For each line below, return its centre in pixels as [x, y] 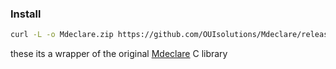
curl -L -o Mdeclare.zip [62, 35]
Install [26, 14]
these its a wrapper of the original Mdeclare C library [119, 54]
